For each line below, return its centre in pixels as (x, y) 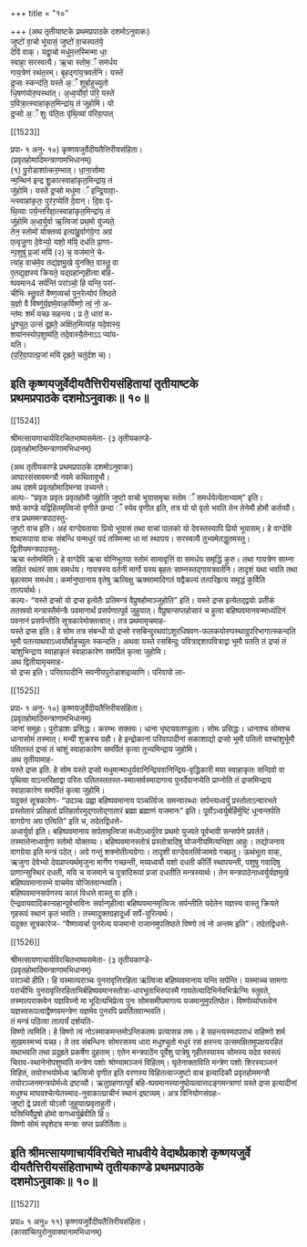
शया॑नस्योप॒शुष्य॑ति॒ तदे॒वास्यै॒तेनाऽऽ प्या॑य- (65, 334)
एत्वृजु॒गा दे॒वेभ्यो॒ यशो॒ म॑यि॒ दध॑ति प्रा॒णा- (62, 242)
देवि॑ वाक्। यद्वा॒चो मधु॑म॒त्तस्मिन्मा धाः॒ (59, 52)
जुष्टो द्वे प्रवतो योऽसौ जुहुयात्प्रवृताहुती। (63, 1103)
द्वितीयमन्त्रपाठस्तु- (36, 549)
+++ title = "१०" (40, 13)
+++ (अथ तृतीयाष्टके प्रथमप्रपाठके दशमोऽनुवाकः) (80, 31)
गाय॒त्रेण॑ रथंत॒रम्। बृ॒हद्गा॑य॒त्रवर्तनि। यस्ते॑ (67, 73)
